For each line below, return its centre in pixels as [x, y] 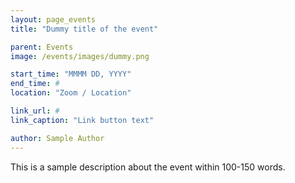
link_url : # [35, 111]
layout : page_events [53, 19]
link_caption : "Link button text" [82, 120]
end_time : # [35, 84]
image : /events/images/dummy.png [80, 56]
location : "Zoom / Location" [71, 93]
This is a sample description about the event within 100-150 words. [148, 167]
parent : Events [42, 47]
